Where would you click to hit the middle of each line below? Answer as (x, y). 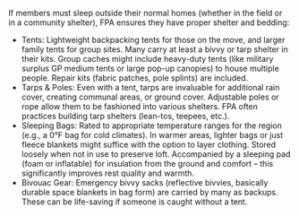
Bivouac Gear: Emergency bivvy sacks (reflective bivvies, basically (145, 182)
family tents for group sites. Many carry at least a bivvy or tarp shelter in (154, 49)
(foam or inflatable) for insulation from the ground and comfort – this (147, 164)
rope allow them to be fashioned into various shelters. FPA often (140, 106)
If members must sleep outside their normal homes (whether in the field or (145, 13)
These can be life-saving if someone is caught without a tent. (134, 202)
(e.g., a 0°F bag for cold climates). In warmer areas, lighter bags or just (152, 135)
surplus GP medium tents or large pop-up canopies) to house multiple (150, 68)
